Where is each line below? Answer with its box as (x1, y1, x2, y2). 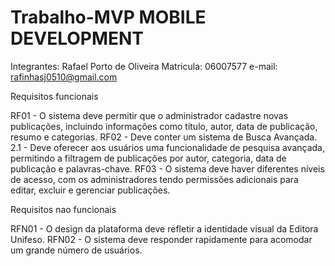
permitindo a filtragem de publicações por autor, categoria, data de (10, 152, 287, 164)
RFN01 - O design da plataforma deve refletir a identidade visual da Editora (10, 222, 319, 235)
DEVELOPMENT (10, 27, 145, 50)
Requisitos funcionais (10, 90, 99, 102)
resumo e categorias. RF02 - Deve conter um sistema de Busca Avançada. (10, 131, 318, 143)
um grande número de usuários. (10, 244, 143, 256)
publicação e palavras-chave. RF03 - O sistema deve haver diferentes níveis (10, 162, 325, 175)
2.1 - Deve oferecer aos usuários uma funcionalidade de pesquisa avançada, (10, 141, 326, 153)
